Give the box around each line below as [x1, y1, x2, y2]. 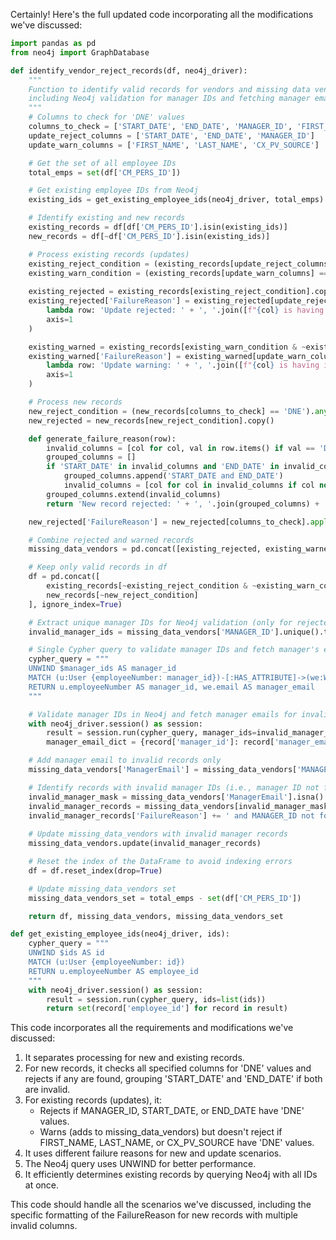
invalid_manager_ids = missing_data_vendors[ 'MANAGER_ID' [28, 627, 275, 637]
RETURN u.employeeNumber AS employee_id [28, 966, 199, 976]
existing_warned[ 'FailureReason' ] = [28, 351, 182, 361]
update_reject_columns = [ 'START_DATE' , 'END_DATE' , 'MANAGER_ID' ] [28, 130, 315, 141]
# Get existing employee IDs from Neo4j [28, 185, 199, 196]
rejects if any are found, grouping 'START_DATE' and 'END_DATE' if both [24, 1073, 323, 1085]
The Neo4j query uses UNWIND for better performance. [24, 1158, 257, 1170]
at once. [24, 1179, 60, 1191]
